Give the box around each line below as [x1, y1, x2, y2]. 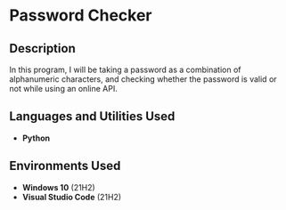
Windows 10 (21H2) [21, 182, 95, 192]
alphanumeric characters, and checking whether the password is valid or [9, 74, 278, 85]
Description [9, 41, 76, 56]
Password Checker [9, 5, 152, 26]
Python [21, 133, 51, 143]
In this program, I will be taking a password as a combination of [9, 64, 242, 75]
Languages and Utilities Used [9, 109, 176, 125]
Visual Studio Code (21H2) [21, 191, 122, 202]
